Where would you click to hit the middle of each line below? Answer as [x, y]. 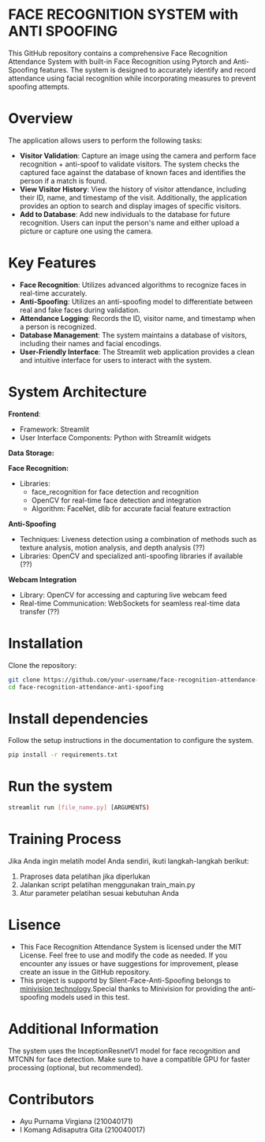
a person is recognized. [58, 327]
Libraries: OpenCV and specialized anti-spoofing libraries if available [131, 556]
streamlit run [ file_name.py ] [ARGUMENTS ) [79, 808]
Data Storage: [32, 453]
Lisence [35, 925]
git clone [24, 680]
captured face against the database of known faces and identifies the [132, 172]
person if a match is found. [63, 181]
